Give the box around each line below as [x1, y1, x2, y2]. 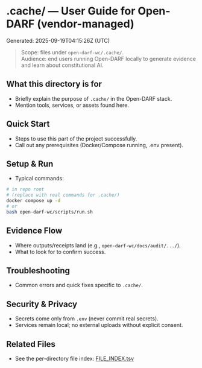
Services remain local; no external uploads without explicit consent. [14, 322, 183, 329]
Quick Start [6, 119, 50, 129]
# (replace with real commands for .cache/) [6, 192, 120, 198]
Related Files [6, 339, 56, 349]
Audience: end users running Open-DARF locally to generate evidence [21, 55, 196, 62]
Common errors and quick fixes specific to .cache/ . [14, 282, 144, 289]
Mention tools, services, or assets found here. [14, 101, 130, 109]
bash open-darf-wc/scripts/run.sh [6, 209, 93, 215]
